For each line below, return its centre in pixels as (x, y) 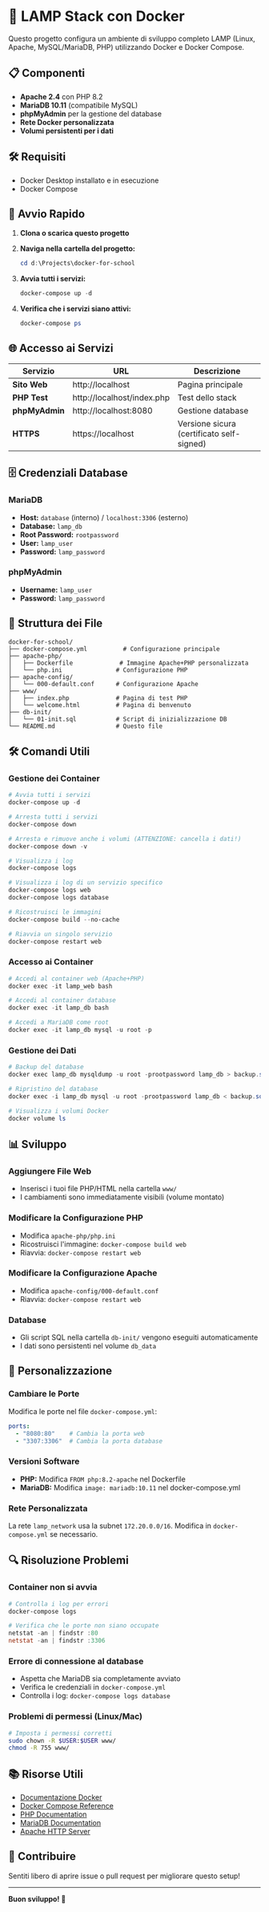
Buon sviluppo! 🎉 (37, 1898)
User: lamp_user (46, 543)
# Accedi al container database (62, 1000)
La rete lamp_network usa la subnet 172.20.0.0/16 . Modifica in (110, 1526)
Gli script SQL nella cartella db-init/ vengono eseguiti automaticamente (139, 1337)
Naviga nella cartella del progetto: (78, 249)
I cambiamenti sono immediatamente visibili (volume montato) (122, 1197)
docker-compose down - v (48, 846)
